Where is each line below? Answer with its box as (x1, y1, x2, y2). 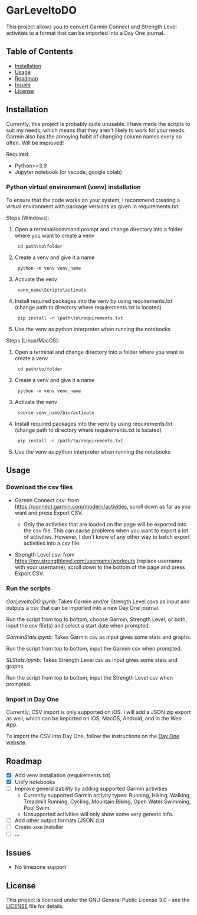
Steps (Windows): (6, 214, 50, 221)
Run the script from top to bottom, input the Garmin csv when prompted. (6, 645, 182, 652)
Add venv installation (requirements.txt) (14, 771, 111, 778)
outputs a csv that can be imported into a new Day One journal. (6, 604, 160, 611)
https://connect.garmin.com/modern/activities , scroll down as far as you (14, 503, 191, 510)
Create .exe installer (14, 823, 64, 831)
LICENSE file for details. (6, 903, 64, 910)
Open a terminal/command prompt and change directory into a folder (14, 225, 183, 232)
